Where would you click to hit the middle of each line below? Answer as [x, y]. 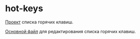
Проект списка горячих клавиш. [39, 22]
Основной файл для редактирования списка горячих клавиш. [70, 31]
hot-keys [24, 9]
